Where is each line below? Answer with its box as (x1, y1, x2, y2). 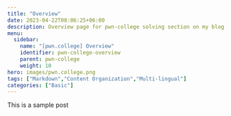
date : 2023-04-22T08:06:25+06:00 (7, 17, 105, 24)
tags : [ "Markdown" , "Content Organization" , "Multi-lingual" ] (7, 75, 187, 82)
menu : (7, 29, 23, 37)
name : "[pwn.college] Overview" (20, 43, 114, 50)
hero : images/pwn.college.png (7, 68, 96, 75)
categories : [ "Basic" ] (7, 82, 74, 89)
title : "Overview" (7, 10, 61, 17)
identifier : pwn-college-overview (20, 50, 121, 57)
